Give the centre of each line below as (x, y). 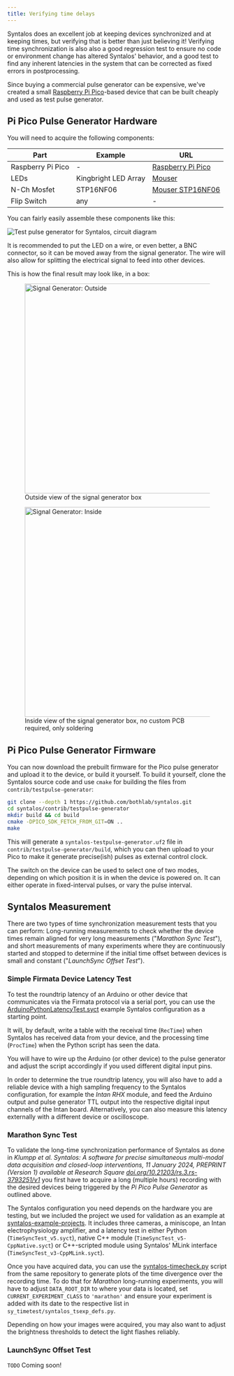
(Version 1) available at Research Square (66, 1172)
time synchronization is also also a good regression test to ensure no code (114, 48)
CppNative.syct (29, 1246)
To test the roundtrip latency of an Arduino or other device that (97, 994)
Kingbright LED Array (111, 178)
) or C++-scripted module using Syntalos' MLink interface (134, 1245)
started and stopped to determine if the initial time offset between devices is (117, 953)
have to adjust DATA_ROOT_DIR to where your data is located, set (98, 1289)
